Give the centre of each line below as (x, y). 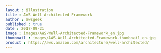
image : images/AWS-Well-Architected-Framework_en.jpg (65, 33)
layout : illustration (29, 10)
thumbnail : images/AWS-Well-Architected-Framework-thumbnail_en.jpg (81, 38)
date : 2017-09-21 (25, 29)
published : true (24, 24)
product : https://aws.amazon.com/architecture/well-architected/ (77, 43)
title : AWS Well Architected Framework (49, 15)
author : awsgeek (24, 19)
